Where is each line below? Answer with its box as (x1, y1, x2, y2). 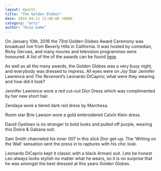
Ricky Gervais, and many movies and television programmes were (5, 49, 137, 55)
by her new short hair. (5, 93, 49, 99)
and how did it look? (5, 78, 45, 85)
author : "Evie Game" (5, 25, 47, 30)
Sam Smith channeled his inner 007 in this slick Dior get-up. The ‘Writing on (5, 136, 156, 142)
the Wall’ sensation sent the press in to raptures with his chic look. (5, 141, 137, 147)
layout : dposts (5, 7, 36, 12)
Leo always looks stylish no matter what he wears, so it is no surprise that (5, 155, 153, 161)
